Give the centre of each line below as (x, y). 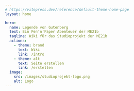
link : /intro (31, 54)
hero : (10, 23)
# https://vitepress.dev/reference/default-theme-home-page (67, 9)
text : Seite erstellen (41, 63)
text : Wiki (29, 50)
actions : (18, 41)
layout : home (18, 14)
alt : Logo (24, 81)
